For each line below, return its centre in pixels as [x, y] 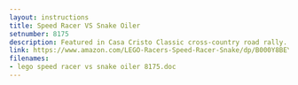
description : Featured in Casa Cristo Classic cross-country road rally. [149, 42]
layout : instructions [49, 17]
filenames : [29, 58]
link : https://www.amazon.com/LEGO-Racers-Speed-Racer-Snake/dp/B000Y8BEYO [152, 50]
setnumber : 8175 [39, 34]
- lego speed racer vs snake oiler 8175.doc [93, 67]
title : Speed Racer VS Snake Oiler [75, 26]
